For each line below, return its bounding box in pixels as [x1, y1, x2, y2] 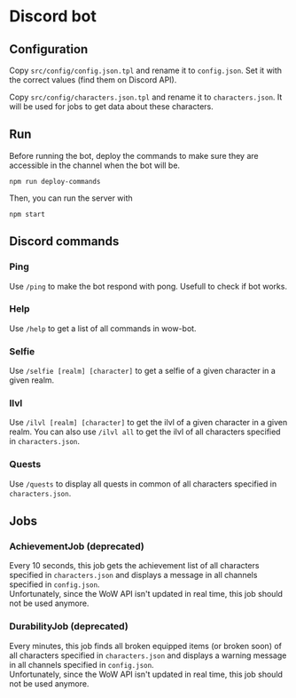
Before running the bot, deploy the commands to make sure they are [9, 150, 259, 161]
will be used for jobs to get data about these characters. [9, 101, 214, 112]
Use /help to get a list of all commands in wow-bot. [9, 322, 197, 334]
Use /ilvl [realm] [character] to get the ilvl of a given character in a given [9, 417, 288, 428]
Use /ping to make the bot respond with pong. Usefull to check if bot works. [9, 281, 288, 291]
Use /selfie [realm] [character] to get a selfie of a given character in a [9, 366, 277, 377]
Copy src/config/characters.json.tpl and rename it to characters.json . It [9, 91, 283, 102]
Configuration [9, 42, 89, 57]
